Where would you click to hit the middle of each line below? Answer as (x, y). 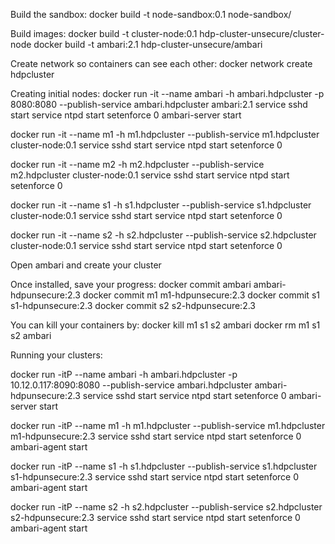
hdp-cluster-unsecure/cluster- (262, 33)
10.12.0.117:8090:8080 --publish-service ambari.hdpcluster (131, 385)
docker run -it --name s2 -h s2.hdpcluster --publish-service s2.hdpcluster (163, 235)
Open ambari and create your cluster (86, 265)
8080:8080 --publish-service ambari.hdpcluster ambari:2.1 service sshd (159, 104)
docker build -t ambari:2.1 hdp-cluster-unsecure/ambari (148, 44)
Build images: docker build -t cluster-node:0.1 (104, 33)
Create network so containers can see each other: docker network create (161, 63)
